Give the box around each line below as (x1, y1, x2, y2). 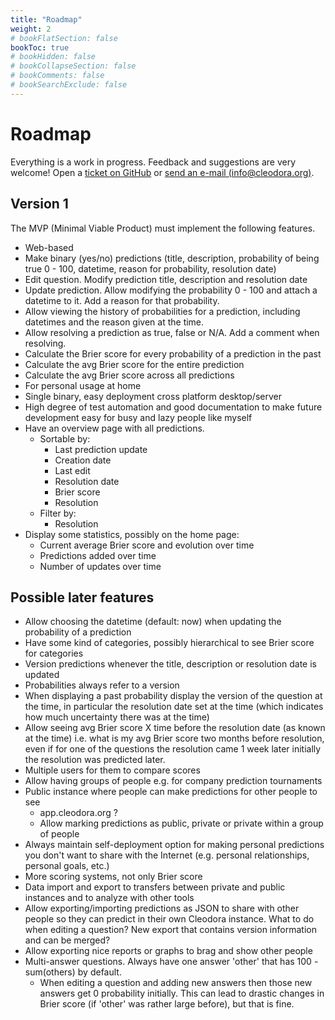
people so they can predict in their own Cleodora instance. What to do (24, 913, 315, 925)
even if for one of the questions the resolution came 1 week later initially (24, 743, 322, 755)
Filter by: (39, 507, 77, 519)
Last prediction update (54, 443, 148, 455)
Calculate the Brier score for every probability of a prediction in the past (24, 347, 322, 360)
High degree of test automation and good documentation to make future (24, 401, 323, 413)
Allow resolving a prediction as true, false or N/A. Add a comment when (24, 326, 320, 338)
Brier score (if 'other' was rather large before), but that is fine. (39, 998, 295, 1010)
